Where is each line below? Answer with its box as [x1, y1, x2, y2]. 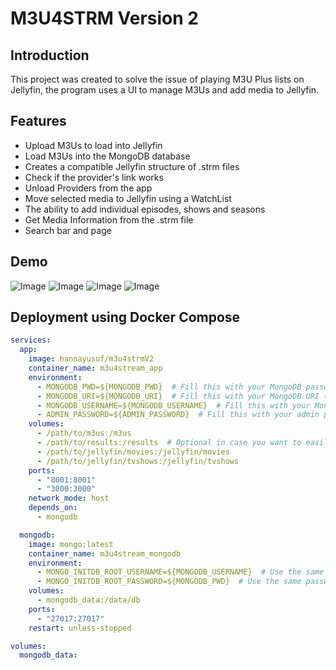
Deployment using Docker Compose [10, 309, 241, 326]
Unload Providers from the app [24, 182, 153, 194]
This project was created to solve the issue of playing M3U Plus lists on [10, 73, 305, 85]
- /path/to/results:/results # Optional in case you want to [36, 438, 302, 448]
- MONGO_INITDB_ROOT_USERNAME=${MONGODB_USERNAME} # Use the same [36, 567, 325, 577]
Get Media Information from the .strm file [24, 213, 194, 226]
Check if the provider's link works [24, 171, 164, 183]
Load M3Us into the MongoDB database [24, 150, 191, 162]
